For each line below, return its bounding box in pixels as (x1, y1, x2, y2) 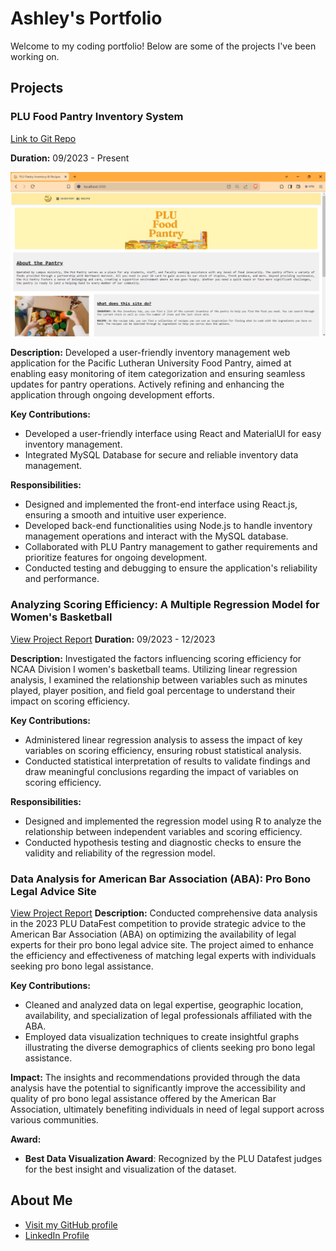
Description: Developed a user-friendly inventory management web (10, 347, 291, 359)
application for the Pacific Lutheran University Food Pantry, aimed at (10, 357, 292, 369)
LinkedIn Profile (24, 1229, 90, 1241)
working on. (10, 50, 60, 62)
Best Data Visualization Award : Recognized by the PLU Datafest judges (24, 1153, 323, 1165)
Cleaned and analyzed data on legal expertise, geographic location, (24, 999, 304, 1011)
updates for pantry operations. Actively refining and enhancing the (10, 378, 285, 391)
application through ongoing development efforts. (10, 389, 215, 401)
